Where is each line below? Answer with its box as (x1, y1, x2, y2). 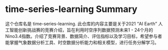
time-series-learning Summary (5, 3, 138, 15)
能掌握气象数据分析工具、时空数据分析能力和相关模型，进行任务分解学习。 (5, 39, 159, 45)
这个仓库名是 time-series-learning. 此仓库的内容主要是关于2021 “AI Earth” (5, 20, 157, 26)
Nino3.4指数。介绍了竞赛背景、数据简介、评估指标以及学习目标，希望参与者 (5, 33, 162, 39)
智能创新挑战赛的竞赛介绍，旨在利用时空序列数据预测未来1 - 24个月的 (9, 26, 153, 33)
